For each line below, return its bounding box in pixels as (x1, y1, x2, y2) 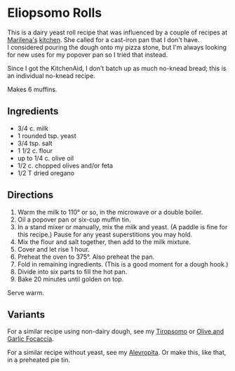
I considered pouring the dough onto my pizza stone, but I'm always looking (7, 43, 227, 51)
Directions (7, 189, 54, 201)
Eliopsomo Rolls (7, 5, 102, 21)
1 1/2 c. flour (17, 146, 53, 155)
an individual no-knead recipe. (7, 72, 96, 80)
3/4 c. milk (17, 124, 49, 133)
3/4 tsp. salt (17, 139, 53, 147)
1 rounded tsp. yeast (17, 131, 76, 140)
